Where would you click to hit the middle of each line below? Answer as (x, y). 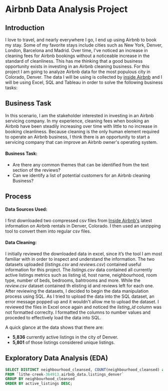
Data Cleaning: (21, 243)
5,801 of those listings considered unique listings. (63, 342)
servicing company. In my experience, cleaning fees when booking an (77, 121)
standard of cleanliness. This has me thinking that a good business (74, 61)
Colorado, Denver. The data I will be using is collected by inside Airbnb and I (84, 77)
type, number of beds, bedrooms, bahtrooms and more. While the (73, 280)
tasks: (11, 88)
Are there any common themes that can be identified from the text (80, 165)
